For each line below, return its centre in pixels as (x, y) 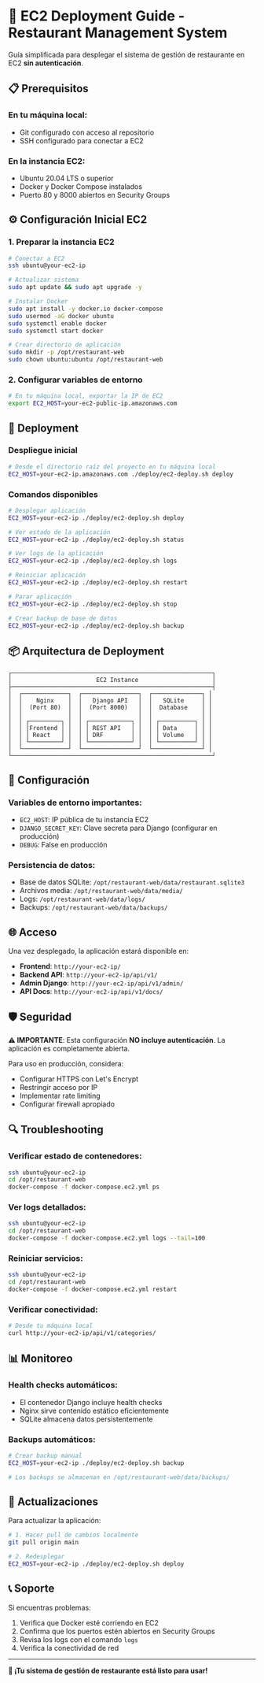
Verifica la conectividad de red (69, 1648)
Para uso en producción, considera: (66, 1063)
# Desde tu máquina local (50, 1326)
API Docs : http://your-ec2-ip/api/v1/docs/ (91, 991)
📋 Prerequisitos (48, 89)
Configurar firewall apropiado (67, 1104)
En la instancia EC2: (47, 161)
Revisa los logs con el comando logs (79, 1639)
